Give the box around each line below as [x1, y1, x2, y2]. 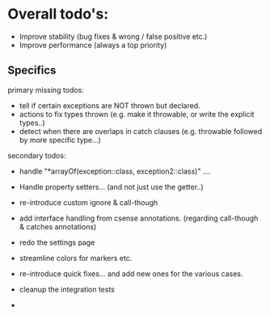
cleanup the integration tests [19, 284, 115, 294]
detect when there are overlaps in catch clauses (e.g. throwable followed [19, 126, 263, 136]
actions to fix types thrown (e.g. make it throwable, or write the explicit [19, 109, 255, 119]
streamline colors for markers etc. [19, 253, 133, 262]
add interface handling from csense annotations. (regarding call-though [19, 213, 259, 223]
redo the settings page [19, 237, 95, 247]
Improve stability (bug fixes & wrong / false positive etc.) [19, 31, 208, 41]
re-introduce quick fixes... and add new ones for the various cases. [19, 268, 243, 279]
